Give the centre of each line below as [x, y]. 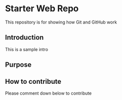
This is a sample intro [26, 49]
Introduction [24, 37]
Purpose [18, 65]
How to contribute [33, 81]
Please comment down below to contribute [49, 93]
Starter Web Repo [42, 9]
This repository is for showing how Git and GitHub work [61, 22]
